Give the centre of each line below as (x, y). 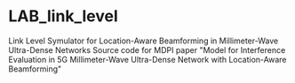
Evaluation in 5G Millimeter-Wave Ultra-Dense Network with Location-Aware (147, 59)
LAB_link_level (63, 16)
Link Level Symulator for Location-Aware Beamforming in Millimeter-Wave (144, 41)
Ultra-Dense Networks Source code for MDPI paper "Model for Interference (147, 49)
